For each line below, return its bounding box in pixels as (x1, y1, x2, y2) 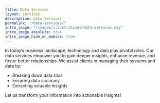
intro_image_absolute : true (5, 30, 62, 34)
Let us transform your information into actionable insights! (5, 92, 121, 98)
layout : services (5, 12, 40, 17)
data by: (5, 63, 22, 69)
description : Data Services (5, 16, 62, 21)
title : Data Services (5, 7, 49, 12)
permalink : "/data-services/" (5, 20, 67, 26)
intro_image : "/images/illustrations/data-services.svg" (5, 25, 123, 30)
